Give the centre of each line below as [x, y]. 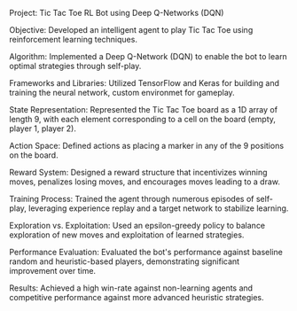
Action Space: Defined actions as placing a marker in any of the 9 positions [147, 146]
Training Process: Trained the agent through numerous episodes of [132, 199]
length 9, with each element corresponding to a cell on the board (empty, [143, 119]
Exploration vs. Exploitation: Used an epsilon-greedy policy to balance [137, 225]
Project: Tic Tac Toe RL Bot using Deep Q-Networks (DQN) [117, 13]
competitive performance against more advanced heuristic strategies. [137, 297]
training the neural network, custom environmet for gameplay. [122, 93]
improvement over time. [52, 271]
